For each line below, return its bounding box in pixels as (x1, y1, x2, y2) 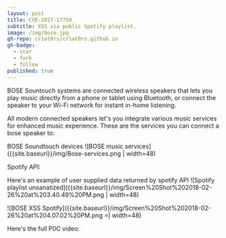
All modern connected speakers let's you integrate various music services (7, 114, 217, 122)
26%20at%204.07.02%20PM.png (7, 211, 103, 219)
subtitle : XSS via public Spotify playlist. (7, 23, 137, 29)
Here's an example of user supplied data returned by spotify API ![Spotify (7, 176, 215, 184)
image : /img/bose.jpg (7, 29, 69, 36)
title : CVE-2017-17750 (7, 16, 72, 23)
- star (13, 49, 32, 56)
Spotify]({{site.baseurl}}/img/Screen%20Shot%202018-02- (42, 204, 212, 212)
